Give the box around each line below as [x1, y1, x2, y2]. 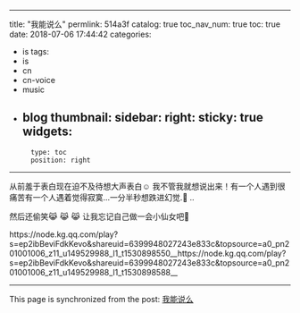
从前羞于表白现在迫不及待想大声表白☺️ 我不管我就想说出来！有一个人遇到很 [9, 181, 286, 191]
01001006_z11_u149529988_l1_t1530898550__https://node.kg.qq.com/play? [9, 248, 287, 258]
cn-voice [21, 75, 56, 85]
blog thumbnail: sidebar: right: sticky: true [21, 110, 263, 125]
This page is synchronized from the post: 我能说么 [9, 293, 194, 304]
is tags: [21, 47, 50, 56]
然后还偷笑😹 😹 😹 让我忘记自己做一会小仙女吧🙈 [9, 211, 190, 222]
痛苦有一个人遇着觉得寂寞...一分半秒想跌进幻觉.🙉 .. [9, 191, 195, 202]
